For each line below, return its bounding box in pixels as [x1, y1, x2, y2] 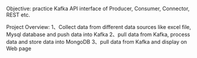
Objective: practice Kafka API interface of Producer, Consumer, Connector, [6, 5, 190, 12]
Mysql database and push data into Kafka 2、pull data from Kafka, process [6, 31, 190, 38]
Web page [6, 45, 32, 52]
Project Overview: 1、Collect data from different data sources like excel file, [6, 24, 192, 30]
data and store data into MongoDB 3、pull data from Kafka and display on [6, 38, 187, 45]
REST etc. [6, 11, 30, 18]
